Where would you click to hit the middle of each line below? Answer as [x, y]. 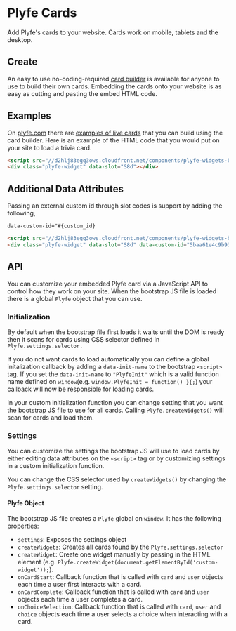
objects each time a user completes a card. [80, 599]
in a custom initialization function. [56, 466]
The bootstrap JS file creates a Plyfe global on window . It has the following [114, 519]
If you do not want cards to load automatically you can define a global [108, 359]
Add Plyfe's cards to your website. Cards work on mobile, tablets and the [113, 32]
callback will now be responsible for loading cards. [81, 389]
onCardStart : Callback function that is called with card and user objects [120, 577]
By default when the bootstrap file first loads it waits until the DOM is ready [116, 332]
